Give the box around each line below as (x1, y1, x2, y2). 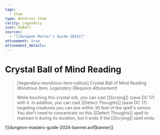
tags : (5, 7, 16, 12)
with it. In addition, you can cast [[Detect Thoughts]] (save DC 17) (16, 100, 147, 105)
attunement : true (5, 39, 40, 44)
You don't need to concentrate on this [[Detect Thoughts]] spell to (16, 110, 149, 116)
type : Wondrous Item (5, 16, 47, 21)
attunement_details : (5, 43, 47, 48)
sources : (5, 30, 23, 34)
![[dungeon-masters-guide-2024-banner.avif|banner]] (5, 124, 114, 130)
